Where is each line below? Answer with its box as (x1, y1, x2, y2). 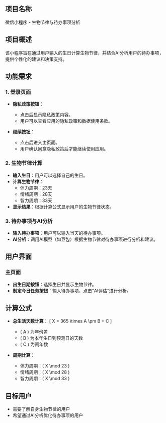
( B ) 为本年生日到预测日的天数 (20, 335, 83, 341)
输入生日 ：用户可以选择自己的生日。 (12, 172, 88, 178)
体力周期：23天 (20, 185, 52, 191)
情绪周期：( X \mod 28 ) (20, 369, 70, 375)
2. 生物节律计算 (5, 160, 43, 167)
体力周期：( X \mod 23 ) (20, 363, 70, 369)
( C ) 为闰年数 (20, 341, 48, 347)
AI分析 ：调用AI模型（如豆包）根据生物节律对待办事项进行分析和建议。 (12, 236, 158, 242)
